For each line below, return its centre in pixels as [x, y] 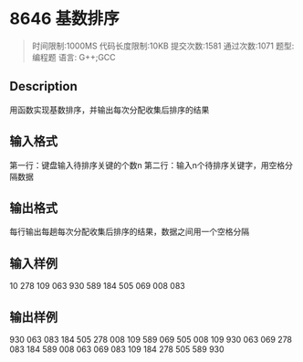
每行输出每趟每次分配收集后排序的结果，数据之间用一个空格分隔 [129, 232]
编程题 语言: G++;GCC [73, 57]
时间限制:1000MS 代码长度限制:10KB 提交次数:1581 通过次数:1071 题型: [163, 46]
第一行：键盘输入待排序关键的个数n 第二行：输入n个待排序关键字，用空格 [147, 165]
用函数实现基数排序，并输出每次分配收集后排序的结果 [110, 110]
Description [43, 86]
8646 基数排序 [65, 19]
